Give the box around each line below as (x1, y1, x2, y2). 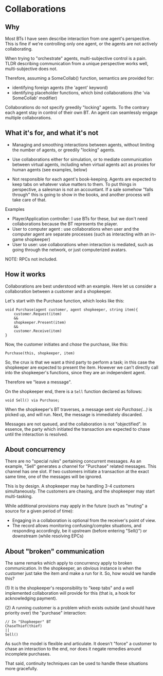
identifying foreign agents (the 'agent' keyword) (12, 85, 108, 91)
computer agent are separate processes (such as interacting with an (12, 231, 149, 237)
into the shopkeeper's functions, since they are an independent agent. (5, 369, 146, 375)
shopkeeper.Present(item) (14, 320, 67, 325)
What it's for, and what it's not (5, 129, 99, 137)
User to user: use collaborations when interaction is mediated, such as (12, 241, 154, 247)
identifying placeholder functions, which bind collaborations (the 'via (12, 90, 150, 95)
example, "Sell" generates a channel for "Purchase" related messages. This (5, 463, 157, 469)
